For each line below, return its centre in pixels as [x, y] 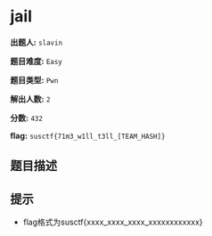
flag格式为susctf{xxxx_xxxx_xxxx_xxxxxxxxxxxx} [113, 222]
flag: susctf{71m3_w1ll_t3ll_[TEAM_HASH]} [88, 135]
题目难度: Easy [37, 61]
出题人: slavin [37, 42]
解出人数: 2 [30, 99]
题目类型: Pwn [34, 80]
